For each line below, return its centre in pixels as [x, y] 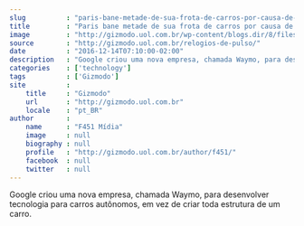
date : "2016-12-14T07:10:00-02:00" [96, 52]
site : [40, 85]
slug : [40, 18]
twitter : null [58, 169]
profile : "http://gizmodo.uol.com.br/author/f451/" [131, 152]
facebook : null [58, 160]
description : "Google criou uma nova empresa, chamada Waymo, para [145, 60]
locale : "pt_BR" [64, 110]
